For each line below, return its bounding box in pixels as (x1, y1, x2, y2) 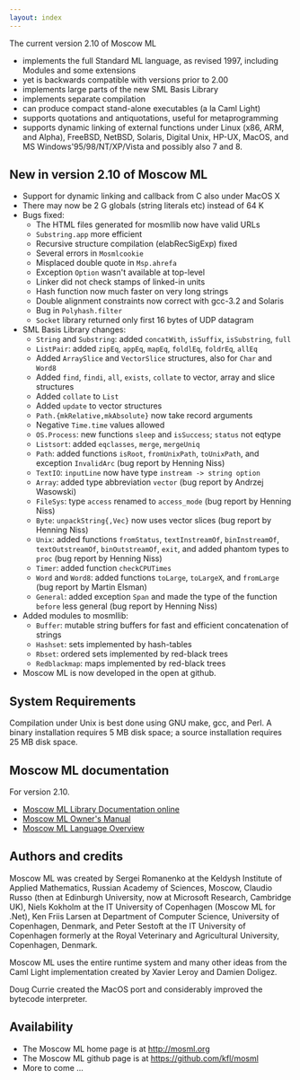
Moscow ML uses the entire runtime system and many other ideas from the (9, 957, 287, 968)
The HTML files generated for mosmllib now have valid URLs (35, 219, 260, 230)
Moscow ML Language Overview (22, 823, 146, 834)
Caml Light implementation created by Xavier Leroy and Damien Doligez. (9, 966, 278, 977)
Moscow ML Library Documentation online (22, 804, 181, 815)
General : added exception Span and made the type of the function (35, 592, 278, 602)
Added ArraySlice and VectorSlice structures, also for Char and (35, 353, 272, 364)
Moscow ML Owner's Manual (22, 813, 131, 824)
